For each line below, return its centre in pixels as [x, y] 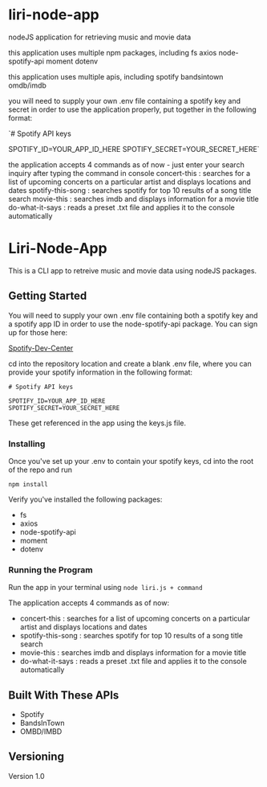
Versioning [36, 757]
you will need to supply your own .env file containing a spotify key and [125, 100]
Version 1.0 [26, 776]
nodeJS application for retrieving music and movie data [100, 37]
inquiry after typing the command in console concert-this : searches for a [129, 173]
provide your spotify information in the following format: [101, 372]
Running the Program [51, 570]
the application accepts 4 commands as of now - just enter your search [126, 164]
